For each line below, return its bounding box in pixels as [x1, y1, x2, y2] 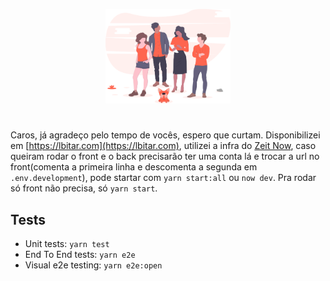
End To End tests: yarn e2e [24, 249, 136, 261]
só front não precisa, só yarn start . [10, 182, 158, 194]
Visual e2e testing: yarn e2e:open [24, 259, 163, 271]
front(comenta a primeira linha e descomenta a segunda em [10, 161, 258, 173]
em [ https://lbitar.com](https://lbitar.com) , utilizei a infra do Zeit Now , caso [10, 140, 317, 152]
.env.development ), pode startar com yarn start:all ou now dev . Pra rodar [10, 172, 317, 184]
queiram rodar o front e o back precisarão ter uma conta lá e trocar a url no [10, 150, 320, 163]
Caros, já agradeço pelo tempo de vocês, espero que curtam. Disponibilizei [10, 129, 321, 141]
